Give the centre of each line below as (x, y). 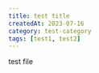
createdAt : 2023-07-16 (46, 24)
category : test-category (50, 31)
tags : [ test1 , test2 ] (45, 39)
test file (21, 62)
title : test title (39, 16)
